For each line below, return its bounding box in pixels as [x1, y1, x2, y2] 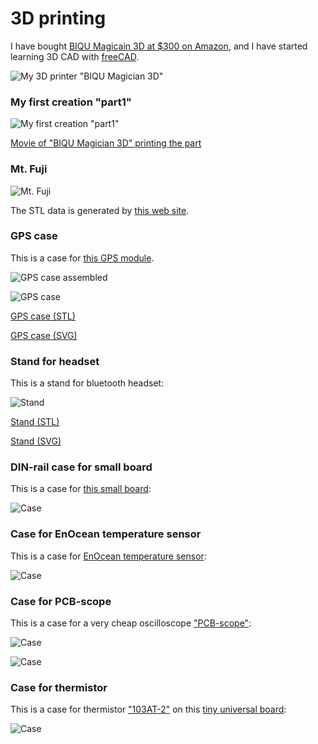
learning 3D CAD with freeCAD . [10, 50, 140, 62]
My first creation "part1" [10, 95, 132, 109]
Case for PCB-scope [10, 594, 112, 608]
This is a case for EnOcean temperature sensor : [10, 550, 207, 562]
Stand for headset [10, 354, 100, 368]
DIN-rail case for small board [10, 460, 153, 474]
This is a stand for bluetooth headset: [10, 377, 165, 389]
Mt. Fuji [10, 162, 48, 176]
